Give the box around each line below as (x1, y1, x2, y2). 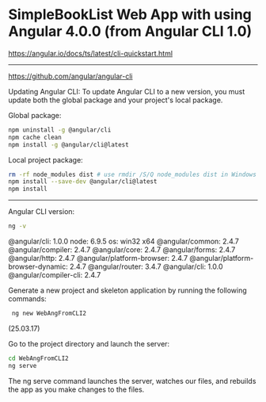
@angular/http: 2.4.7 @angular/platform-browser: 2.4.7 (8, 254, 188, 263)
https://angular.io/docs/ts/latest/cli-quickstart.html (8, 48, 173, 58)
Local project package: (8, 155, 83, 164)
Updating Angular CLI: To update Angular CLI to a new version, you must (8, 86, 245, 96)
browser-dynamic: (8, 262, 69, 271)
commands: (8, 294, 47, 304)
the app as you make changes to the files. (8, 385, 145, 394)
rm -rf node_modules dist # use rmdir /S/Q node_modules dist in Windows (8, 170, 257, 178)
